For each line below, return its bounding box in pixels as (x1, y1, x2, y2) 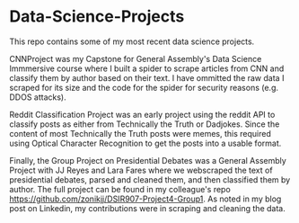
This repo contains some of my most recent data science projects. (9, 36, 255, 47)
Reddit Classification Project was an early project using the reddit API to (9, 109, 276, 120)
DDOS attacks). (9, 92, 66, 103)
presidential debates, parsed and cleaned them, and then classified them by (9, 174, 291, 185)
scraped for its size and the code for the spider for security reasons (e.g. (9, 82, 279, 93)
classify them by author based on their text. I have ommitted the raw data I (9, 72, 285, 83)
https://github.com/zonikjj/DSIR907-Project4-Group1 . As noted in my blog (9, 193, 282, 204)
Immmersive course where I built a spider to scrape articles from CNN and (9, 63, 285, 74)
